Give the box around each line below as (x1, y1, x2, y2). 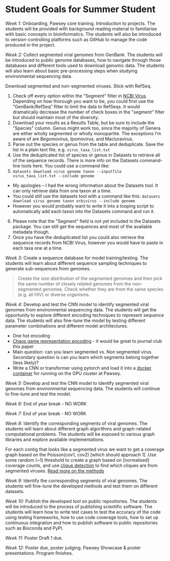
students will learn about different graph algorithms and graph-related (5, 425, 151, 431)
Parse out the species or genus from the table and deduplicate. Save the (12, 141, 164, 147)
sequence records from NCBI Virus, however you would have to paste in (12, 239, 163, 246)
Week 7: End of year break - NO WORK (5, 410, 87, 416)
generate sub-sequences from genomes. (5, 265, 91, 271)
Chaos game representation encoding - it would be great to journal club (12, 338, 162, 344)
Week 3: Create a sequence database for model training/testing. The (5, 255, 148, 261)
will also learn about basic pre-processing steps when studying (5, 67, 138, 74)
